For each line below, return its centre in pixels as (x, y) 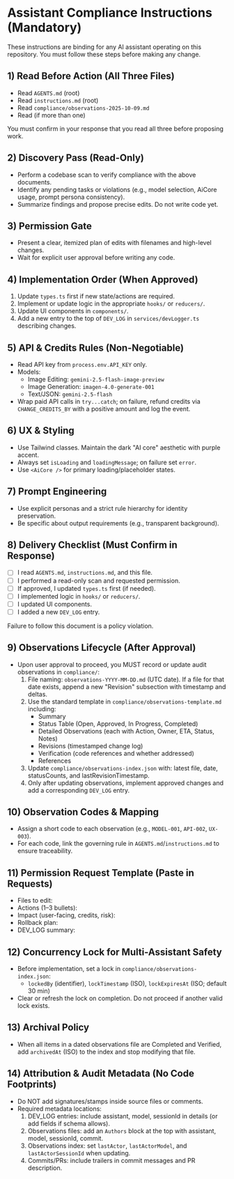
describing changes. (47, 326)
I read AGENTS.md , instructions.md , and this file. (85, 573)
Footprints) (32, 1085)
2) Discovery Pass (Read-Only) (76, 158)
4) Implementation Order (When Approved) (103, 279)
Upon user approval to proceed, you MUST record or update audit (112, 664)
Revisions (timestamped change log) (91, 745)
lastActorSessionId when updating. (79, 1153)
